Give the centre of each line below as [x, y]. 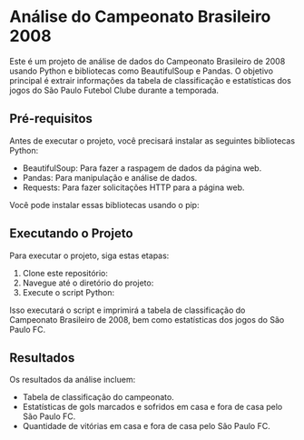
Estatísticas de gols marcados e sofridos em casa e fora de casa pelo [152, 407]
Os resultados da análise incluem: [73, 380]
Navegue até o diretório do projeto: [88, 283]
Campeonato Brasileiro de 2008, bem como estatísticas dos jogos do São [147, 319]
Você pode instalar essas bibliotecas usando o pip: [104, 205]
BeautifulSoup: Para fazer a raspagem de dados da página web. [142, 168]
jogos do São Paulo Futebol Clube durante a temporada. [114, 90]
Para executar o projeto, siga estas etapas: [89, 255]
